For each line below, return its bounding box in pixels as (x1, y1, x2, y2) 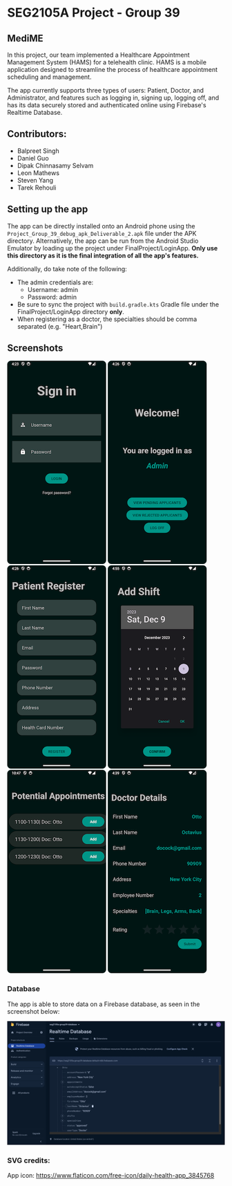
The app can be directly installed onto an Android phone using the (7, 221, 195, 230)
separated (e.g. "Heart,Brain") (17, 322, 103, 330)
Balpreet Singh (17, 147, 60, 155)
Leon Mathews (17, 168, 60, 177)
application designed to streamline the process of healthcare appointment (7, 66, 218, 73)
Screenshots (7, 343, 64, 354)
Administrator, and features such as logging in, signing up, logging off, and (7, 93, 220, 102)
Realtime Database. (7, 109, 63, 116)
